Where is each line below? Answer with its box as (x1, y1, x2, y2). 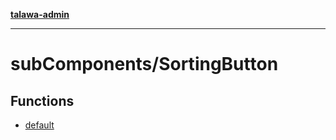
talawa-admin (10, 9, 70, 20)
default (24, 119, 55, 131)
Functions (10, 92, 75, 109)
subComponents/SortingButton (10, 53, 279, 76)
